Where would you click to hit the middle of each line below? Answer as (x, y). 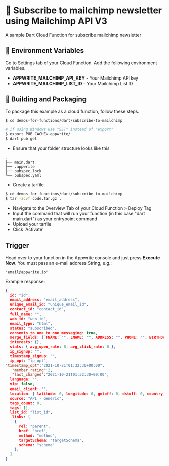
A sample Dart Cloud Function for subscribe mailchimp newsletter (73, 35)
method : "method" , (38, 436)
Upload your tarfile (32, 224)
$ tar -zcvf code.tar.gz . (33, 198)
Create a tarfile (28, 185)
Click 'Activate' (28, 229)
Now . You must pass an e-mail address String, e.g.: (59, 263)
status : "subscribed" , (33, 328)
